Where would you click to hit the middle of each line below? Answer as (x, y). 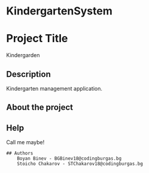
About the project (40, 107)
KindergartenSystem (59, 11)
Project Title (37, 39)
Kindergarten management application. (54, 88)
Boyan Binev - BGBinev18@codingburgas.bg (69, 159)
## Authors (20, 153)
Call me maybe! (25, 142)
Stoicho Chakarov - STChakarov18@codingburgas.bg (80, 164)
